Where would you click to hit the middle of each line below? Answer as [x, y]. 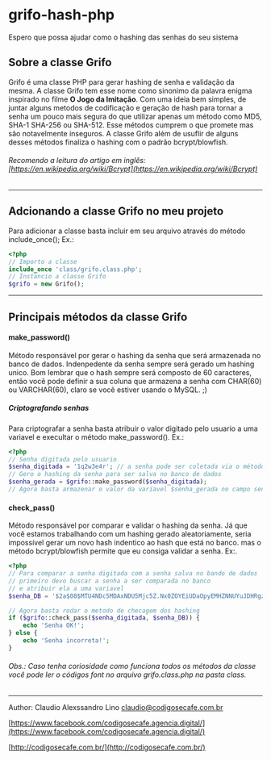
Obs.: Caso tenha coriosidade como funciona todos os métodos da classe [132, 666]
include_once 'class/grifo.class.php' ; [75, 269]
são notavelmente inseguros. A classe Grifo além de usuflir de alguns [123, 133]
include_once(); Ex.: [41, 239]
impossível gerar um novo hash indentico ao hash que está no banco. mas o [135, 543]
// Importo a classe [43, 261]
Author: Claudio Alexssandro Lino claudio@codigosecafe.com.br [116, 707]
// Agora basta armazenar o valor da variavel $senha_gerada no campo [129, 490]
